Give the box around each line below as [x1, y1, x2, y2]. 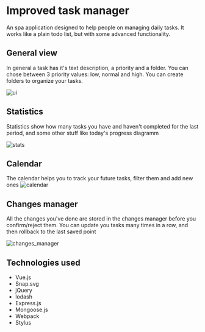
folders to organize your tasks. [6, 77, 84, 84]
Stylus [15, 319, 32, 326]
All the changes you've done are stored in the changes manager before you [6, 215, 196, 222]
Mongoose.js [15, 306, 48, 313]
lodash [15, 293, 32, 300]
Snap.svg [15, 280, 40, 287]
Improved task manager [6, 4, 130, 18]
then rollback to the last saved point [6, 228, 96, 235]
